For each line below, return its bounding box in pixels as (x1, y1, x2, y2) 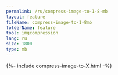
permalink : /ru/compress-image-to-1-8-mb (6, 8, 108, 15)
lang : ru (6, 35, 27, 41)
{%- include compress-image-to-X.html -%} (6, 62, 112, 69)
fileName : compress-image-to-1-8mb (6, 19, 92, 25)
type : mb (6, 47, 27, 52)
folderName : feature (6, 24, 56, 31)
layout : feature (6, 14, 45, 20)
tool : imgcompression (6, 30, 59, 36)
